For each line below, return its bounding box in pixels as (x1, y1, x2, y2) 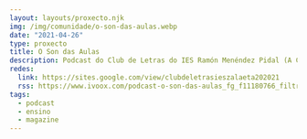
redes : (9, 65, 35, 74)
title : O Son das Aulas (9, 48, 101, 57)
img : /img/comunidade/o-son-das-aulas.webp (9, 22, 178, 31)
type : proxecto (9, 38, 68, 48)
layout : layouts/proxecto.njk (9, 13, 125, 23)
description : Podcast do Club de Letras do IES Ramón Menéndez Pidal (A (9, 56, 292, 65)
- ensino (17, 107, 51, 116)
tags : (9, 90, 30, 99)
